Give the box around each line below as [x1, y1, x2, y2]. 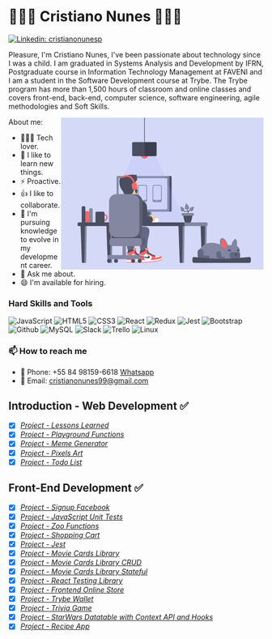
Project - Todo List [19, 457, 83, 466]
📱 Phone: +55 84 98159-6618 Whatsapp [19, 367, 155, 377]
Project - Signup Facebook [19, 502, 111, 513]
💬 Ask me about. [19, 269, 75, 279]
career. [28, 260, 53, 270]
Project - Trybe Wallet [19, 594, 94, 604]
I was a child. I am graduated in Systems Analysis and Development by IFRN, [8, 58, 264, 68]
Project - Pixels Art [19, 448, 83, 458]
